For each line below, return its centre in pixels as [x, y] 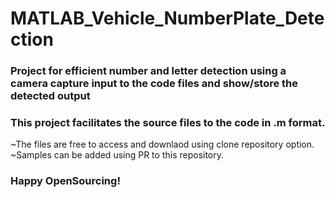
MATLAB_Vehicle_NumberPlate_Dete [167, 18]
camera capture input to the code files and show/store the [154, 84]
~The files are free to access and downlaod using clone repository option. [162, 144]
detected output [50, 96]
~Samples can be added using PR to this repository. [117, 155]
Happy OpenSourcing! [65, 181]
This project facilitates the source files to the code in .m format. [168, 123]
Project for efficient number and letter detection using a [148, 71]
